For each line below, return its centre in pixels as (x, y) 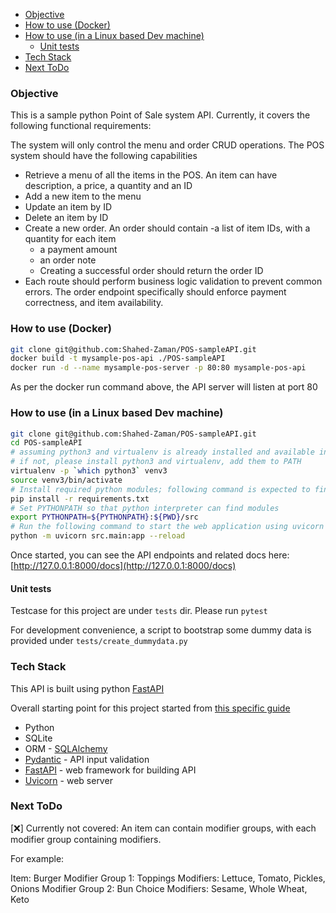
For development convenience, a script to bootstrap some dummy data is (161, 630)
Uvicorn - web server (68, 780)
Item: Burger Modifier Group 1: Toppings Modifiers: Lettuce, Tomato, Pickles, (168, 878)
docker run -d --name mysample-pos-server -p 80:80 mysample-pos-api (158, 368)
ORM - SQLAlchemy (66, 748)
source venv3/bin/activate (66, 480)
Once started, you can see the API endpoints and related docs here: (150, 555)
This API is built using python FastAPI (87, 688)
